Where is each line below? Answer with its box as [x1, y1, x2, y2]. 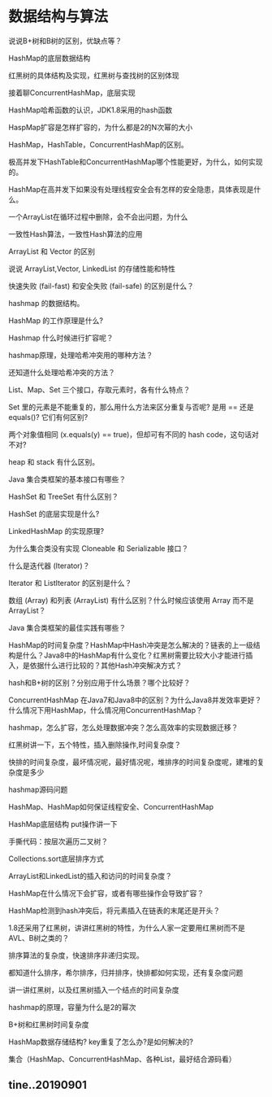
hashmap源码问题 [8, 785, 68, 794]
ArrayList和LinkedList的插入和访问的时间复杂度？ [8, 871, 173, 881]
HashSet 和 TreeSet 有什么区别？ [8, 492, 119, 501]
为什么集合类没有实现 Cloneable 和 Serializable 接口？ [8, 543, 189, 553]
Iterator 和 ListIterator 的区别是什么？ [8, 578, 132, 588]
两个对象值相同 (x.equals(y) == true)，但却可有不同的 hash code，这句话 [8, 429, 252, 439]
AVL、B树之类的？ [8, 933, 70, 942]
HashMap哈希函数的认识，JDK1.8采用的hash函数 [8, 105, 173, 115]
